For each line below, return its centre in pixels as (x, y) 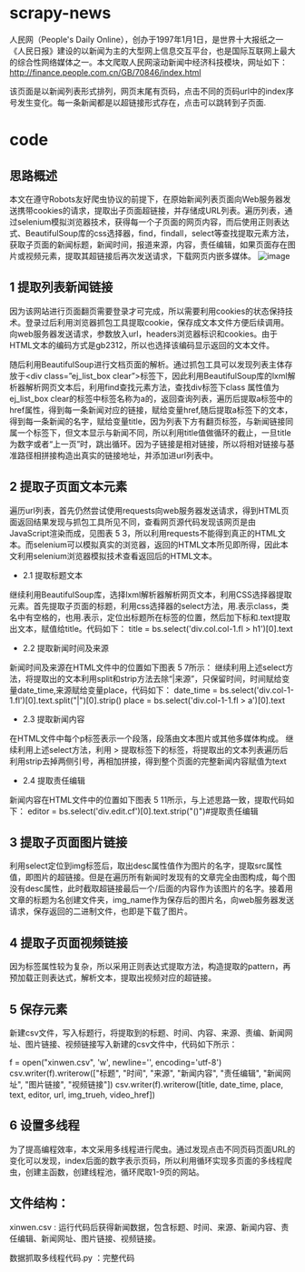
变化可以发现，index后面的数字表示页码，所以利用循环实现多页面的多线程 (147, 1160)
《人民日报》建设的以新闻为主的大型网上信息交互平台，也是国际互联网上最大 (152, 50)
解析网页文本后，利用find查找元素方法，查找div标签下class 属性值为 (152, 387)
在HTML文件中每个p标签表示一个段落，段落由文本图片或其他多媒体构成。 (147, 738)
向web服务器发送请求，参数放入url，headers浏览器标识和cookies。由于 (144, 334)
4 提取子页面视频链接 (69, 942)
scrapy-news (60, 13)
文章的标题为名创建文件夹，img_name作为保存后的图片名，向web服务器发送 (152, 900)
